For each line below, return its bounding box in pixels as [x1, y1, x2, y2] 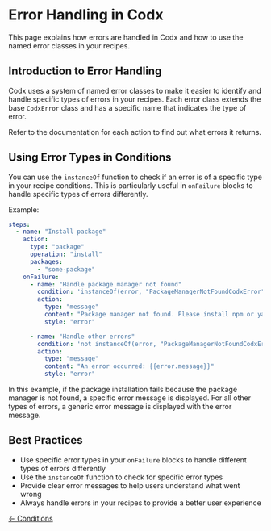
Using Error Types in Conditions [8, 151, 172, 165]
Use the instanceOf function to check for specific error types [19, 472, 223, 482]
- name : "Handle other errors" [29, 332, 135, 341]
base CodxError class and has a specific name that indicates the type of [8, 102, 247, 112]
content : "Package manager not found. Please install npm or [44, 311, 254, 319]
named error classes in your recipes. [8, 40, 131, 50]
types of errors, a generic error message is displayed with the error [8, 402, 232, 412]
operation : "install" [29, 250, 103, 259]
